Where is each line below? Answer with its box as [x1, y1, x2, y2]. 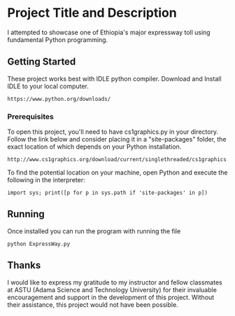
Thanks [7, 259, 41, 271]
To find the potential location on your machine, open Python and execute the [7, 168, 228, 177]
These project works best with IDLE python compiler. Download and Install [7, 74, 222, 83]
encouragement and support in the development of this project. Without [7, 293, 215, 301]
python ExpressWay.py [7, 240, 71, 247]
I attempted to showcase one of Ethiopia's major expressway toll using [7, 28, 211, 36]
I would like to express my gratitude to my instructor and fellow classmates [7, 278, 222, 287]
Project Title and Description [7, 5, 177, 21]
